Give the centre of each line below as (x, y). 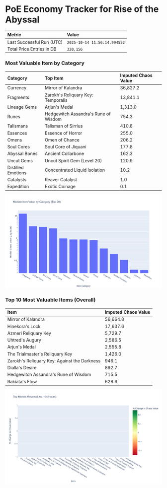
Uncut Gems (20, 160)
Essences (17, 133)
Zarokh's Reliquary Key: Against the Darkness (54, 360)
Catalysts (17, 180)
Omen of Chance (62, 139)
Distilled (15, 167)
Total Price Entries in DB (32, 49)
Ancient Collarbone (64, 154)
